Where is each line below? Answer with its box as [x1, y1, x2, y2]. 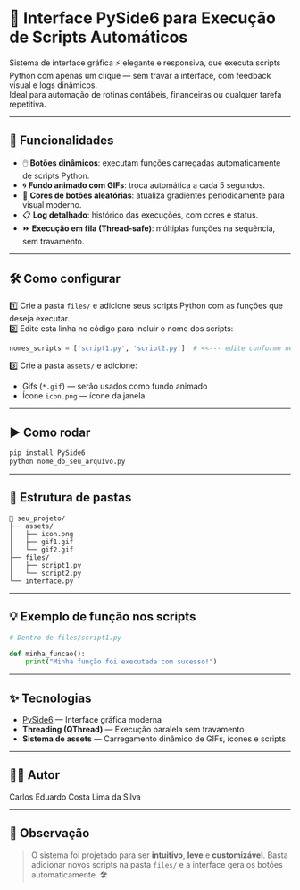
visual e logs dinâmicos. [9, 80, 98, 90]
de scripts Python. [21, 170, 90, 181]
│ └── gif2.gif [9, 545, 74, 554]
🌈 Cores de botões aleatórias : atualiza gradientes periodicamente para [21, 190, 286, 201]
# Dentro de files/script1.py [9, 633, 122, 642]
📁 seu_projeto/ [9, 514, 66, 523]
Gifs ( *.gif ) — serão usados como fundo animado [21, 381, 208, 392]
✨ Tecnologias [9, 690, 92, 706]
